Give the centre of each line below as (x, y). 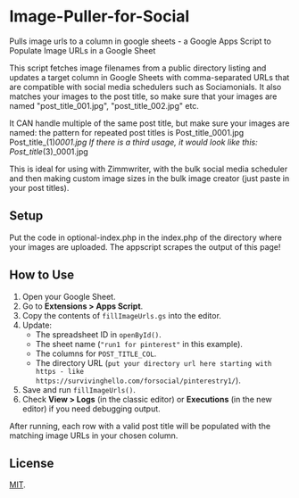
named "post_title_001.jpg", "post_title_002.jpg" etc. (104, 105)
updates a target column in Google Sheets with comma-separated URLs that (149, 77)
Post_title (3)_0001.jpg (49, 151)
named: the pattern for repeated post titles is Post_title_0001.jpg (127, 132)
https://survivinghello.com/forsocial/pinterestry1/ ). (138, 380)
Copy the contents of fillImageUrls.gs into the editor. (121, 315)
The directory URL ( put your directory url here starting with (154, 362)
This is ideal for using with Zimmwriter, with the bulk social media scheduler (149, 169)
